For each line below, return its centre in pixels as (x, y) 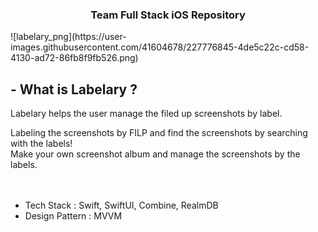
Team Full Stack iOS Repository (168, 15)
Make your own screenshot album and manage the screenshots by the (155, 154)
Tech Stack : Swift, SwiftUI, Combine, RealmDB (121, 205)
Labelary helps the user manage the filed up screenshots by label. (146, 114)
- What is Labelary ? (74, 89)
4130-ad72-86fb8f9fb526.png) (74, 58)
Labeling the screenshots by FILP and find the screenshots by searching (159, 133)
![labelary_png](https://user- (68, 37)
